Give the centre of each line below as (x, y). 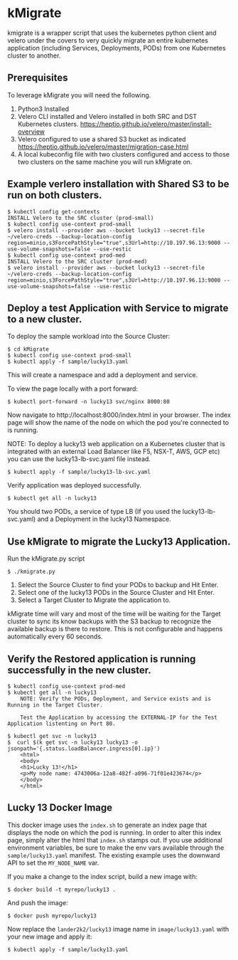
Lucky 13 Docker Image (60, 808)
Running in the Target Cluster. (55, 705)
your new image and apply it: (50, 937)
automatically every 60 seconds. (55, 637)
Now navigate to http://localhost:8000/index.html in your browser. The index (119, 415)
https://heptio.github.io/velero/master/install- (146, 124)
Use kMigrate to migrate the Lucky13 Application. (119, 541)
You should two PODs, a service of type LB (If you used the (94, 512)
